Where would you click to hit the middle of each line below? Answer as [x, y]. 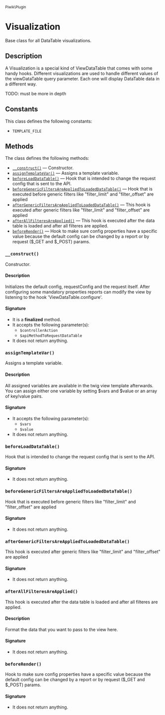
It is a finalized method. [36, 320]
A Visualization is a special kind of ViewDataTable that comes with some [79, 68]
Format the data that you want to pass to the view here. [61, 629]
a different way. [21, 84]
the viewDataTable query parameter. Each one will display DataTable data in [82, 78]
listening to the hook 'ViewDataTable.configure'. [54, 297]
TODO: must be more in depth [36, 93]
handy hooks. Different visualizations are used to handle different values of [82, 73]
